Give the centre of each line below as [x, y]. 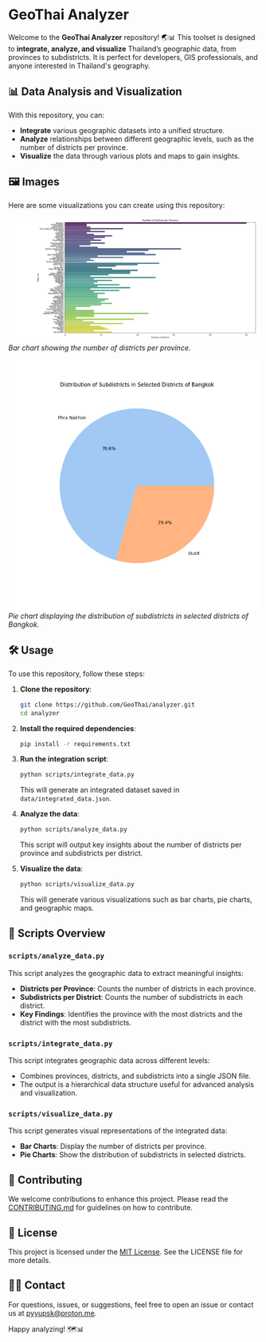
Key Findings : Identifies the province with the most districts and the [131, 1013]
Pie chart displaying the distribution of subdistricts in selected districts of [129, 616]
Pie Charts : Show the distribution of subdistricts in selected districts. [133, 1155]
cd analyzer [39, 713]
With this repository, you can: [57, 115]
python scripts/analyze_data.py [73, 830]
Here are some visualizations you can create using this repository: [117, 205]
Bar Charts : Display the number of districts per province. [113, 1147]
